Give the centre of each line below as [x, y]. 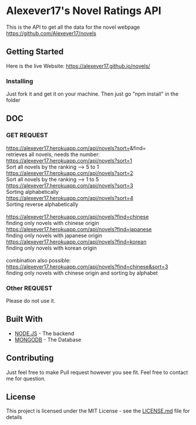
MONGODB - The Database [48, 339]
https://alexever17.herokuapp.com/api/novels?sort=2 [70, 173]
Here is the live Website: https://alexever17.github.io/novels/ [78, 66]
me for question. [26, 378]
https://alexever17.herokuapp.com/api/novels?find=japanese [79, 229]
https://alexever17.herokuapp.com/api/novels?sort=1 [69, 160]
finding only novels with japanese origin [54, 235]
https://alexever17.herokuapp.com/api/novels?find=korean [76, 241]
